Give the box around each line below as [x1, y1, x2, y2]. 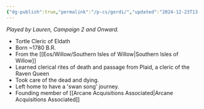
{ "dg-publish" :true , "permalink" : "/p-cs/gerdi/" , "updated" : [6, 9, 160, 15]
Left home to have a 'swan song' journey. [15, 83, 120, 90]
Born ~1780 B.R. [15, 44, 56, 51]
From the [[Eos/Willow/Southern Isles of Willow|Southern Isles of [15, 50, 179, 58]
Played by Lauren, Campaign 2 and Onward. [6, 26, 119, 33]
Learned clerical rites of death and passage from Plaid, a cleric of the [15, 63, 190, 71]
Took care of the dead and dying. [15, 76, 100, 83]
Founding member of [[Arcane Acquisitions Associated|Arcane [15, 89, 173, 96]
